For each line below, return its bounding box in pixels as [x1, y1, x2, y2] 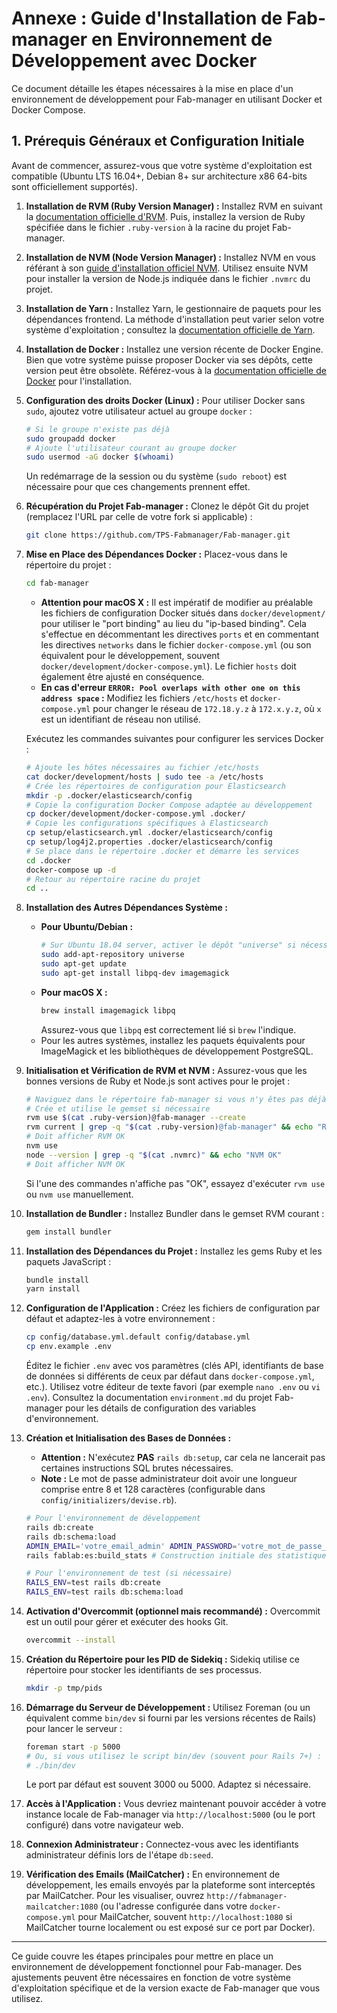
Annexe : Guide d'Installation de [11, 7, 283, 30]
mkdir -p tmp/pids [25, 1683, 103, 1693]
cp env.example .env [25, 1342, 112, 1352]
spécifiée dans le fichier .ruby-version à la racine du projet [25, 221, 271, 233]
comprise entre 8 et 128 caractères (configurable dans [40, 1483, 266, 1495]
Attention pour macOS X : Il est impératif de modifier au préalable [40, 597, 314, 608]
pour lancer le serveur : [25, 1722, 123, 1734]
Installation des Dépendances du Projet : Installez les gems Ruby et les [25, 1245, 323, 1257]
